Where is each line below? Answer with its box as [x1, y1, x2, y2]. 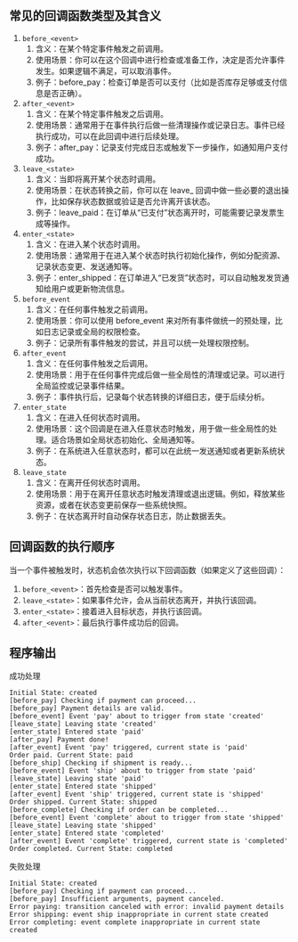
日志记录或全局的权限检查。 [43, 326, 145, 337]
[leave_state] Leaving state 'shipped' [9, 821, 157, 831]
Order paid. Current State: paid [9, 751, 133, 760]
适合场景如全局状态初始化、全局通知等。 [51, 434, 200, 445]
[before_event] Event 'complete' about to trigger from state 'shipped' [9, 814, 285, 823]
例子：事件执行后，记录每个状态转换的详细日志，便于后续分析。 [35, 391, 270, 402]
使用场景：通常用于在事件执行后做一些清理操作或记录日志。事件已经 [35, 119, 286, 130]
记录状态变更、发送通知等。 [35, 261, 138, 272]
